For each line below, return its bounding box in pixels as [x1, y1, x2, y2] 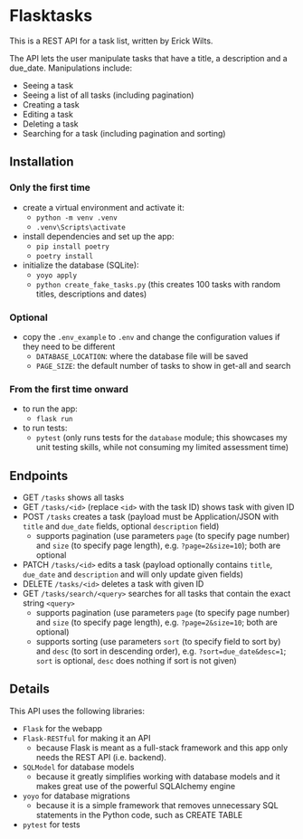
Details [9, 682, 50, 697]
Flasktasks [9, 5, 93, 26]
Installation [9, 155, 74, 170]
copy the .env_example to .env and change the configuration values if [22, 331, 280, 342]
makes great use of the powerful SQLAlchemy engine [35, 780, 236, 791]
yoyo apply [35, 270, 78, 280]
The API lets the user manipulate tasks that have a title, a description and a [9, 52, 288, 63]
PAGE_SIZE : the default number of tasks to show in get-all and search [35, 360, 291, 371]
